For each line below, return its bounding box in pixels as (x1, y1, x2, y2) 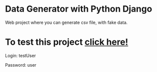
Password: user (5, 62, 37, 68)
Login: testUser (5, 53, 36, 58)
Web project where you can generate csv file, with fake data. (5, 19, 128, 25)
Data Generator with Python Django (5, 3, 153, 15)
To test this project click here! (5, 36, 129, 48)
